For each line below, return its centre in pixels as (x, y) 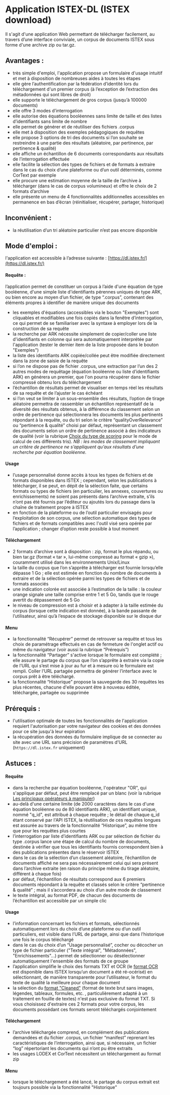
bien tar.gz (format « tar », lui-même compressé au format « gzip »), (84, 557)
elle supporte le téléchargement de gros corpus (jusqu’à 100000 (80, 100)
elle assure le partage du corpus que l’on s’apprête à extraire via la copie (88, 660)
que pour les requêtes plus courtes (49, 830)
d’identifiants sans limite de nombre (50, 121)
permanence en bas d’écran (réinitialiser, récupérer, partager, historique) (88, 202)
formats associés (31, 583)
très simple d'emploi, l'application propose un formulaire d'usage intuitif (88, 73)
